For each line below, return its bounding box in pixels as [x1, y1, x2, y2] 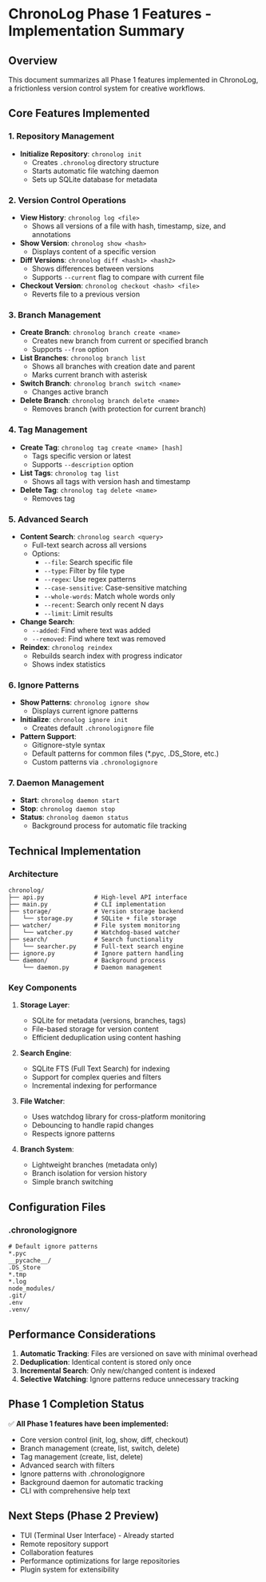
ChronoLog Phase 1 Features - [8, 5, 212, 23]
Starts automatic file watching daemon [31, 166, 160, 176]
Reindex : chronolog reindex [19, 642, 113, 652]
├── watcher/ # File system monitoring [8, 922, 181, 930]
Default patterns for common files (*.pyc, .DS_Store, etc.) [31, 749, 220, 758]
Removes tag [31, 494, 76, 503]
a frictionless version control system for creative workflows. [8, 83, 206, 93]
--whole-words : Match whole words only [43, 591, 176, 601]
